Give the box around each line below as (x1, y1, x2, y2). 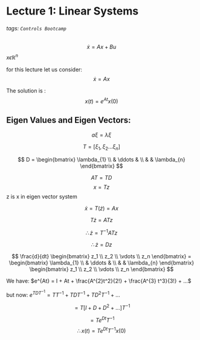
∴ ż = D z (91, 241, 112, 248)
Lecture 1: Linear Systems (6, 4, 139, 18)
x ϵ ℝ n (6, 53, 18, 61)
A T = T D (91, 174, 112, 181)
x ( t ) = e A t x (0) (85, 97, 118, 105)
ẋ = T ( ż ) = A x (84, 204, 119, 212)
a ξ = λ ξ (91, 131, 112, 139)
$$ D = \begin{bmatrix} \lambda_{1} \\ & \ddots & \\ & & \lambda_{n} (18, 156, 185, 163)
